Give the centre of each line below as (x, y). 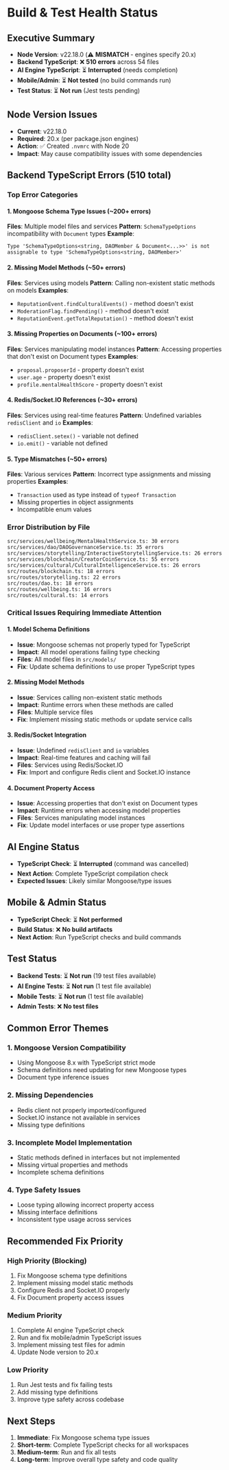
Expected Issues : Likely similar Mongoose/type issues (94, 880)
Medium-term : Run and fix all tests (67, 1452)
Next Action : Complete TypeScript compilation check (93, 873)
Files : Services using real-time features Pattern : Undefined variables (105, 415)
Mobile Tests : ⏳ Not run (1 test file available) (80, 996)
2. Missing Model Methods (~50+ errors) (66, 267)
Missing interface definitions (57, 1212)
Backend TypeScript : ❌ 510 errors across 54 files (88, 62)
